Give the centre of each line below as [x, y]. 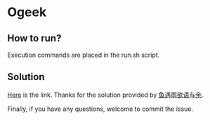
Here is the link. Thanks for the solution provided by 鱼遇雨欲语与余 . [105, 95]
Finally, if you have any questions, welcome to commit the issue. [100, 109]
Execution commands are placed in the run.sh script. [84, 55]
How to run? [34, 38]
